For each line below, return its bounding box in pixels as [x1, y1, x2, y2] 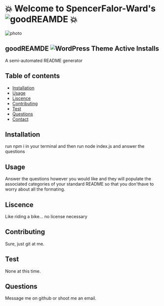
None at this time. [5, 268, 41, 274]
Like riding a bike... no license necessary [5, 214, 87, 219]
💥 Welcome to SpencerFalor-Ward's [5, 3, 156, 14]
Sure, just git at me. [5, 241, 45, 247]
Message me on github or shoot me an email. [5, 295, 97, 301]
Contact [12, 116, 28, 122]
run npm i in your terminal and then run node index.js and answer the [5, 143, 145, 149]
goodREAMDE [5, 45, 49, 53]
